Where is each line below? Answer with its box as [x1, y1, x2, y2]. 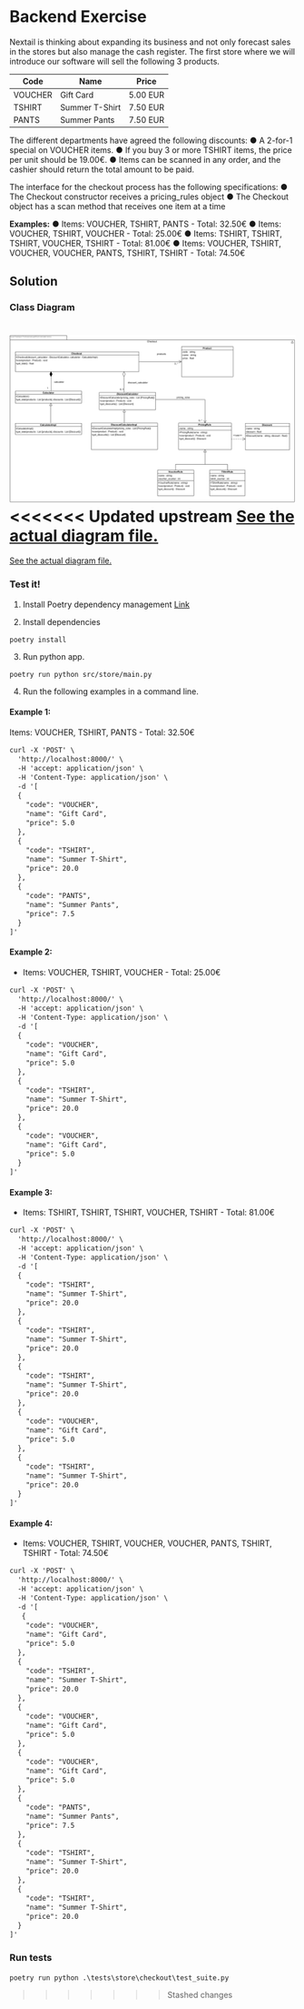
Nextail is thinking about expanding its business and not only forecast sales [9, 36, 291, 47]
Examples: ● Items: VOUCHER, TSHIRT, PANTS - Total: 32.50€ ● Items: [9, 218, 281, 229]
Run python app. [22, 651, 85, 661]
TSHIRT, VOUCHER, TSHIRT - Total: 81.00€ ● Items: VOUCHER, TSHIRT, [9, 237, 281, 248]
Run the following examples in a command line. [22, 685, 200, 697]
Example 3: [9, 1186, 53, 1197]
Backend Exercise [9, 6, 147, 27]
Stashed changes [167, 1989, 233, 2000]
